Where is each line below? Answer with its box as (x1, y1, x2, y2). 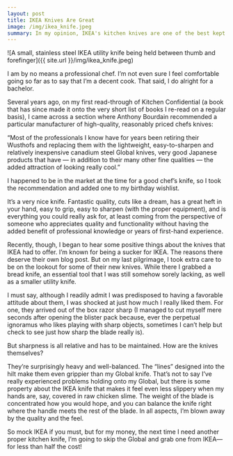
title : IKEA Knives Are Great (7, 17, 95, 24)
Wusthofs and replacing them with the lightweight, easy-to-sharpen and (7, 141, 214, 150)
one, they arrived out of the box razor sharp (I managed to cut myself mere (7, 306, 222, 314)
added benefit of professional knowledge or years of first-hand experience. (7, 227, 224, 235)
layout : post (7, 10, 45, 17)
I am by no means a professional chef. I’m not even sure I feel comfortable (7, 70, 220, 78)
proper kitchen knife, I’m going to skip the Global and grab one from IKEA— (7, 435, 223, 443)
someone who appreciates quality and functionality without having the (7, 220, 209, 228)
